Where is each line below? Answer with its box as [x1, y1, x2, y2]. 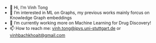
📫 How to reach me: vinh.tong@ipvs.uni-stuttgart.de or [9, 26, 121, 31]
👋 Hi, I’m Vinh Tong [9, 5, 48, 10]
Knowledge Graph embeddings [9, 15, 72, 20]
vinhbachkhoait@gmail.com [9, 32, 65, 38]
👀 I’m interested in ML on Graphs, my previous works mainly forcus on [9, 10, 150, 15]
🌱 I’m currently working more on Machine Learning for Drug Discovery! [9, 20, 151, 26]
